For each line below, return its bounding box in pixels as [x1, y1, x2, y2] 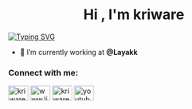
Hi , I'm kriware [83, 6, 185, 24]
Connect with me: [8, 67, 79, 78]
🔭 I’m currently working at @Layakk [19, 47, 138, 56]
